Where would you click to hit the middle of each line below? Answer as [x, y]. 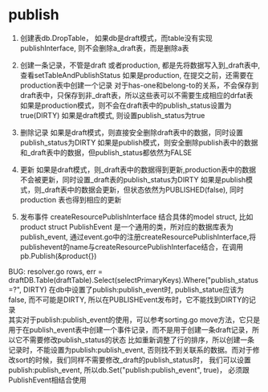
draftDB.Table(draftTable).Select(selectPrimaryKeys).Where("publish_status [134, 280]
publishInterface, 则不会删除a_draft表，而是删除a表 [104, 48]
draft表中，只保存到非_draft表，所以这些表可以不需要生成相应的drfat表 [136, 95]
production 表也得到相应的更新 [71, 199]
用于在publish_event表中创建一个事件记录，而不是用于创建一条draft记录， [130, 329]
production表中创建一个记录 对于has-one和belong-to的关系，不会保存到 [139, 85]
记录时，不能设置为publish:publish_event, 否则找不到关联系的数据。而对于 [130, 349]
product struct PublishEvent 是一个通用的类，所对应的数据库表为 [127, 227]
